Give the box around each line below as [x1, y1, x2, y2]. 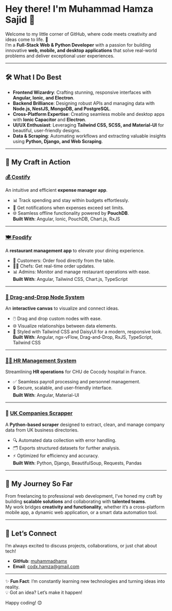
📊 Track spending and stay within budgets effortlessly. [12, 197, 130, 203]
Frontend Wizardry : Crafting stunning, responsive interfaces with [12, 89, 152, 95]
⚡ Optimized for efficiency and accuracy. [12, 452, 99, 459]
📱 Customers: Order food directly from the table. [12, 257, 115, 263]
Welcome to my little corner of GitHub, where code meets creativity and [5, 31, 157, 37]
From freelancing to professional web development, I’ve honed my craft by [5, 493, 163, 499]
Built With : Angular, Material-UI [12, 392, 79, 398]
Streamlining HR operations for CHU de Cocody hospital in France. [5, 369, 147, 375]
